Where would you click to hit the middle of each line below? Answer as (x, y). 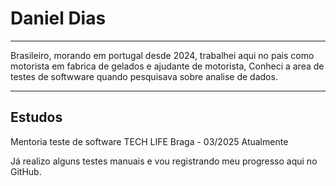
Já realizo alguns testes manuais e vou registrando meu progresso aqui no (164, 161)
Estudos (36, 117)
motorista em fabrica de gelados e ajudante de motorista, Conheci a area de (167, 66)
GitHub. (26, 171)
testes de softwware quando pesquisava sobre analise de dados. (144, 76)
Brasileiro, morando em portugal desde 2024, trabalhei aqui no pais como (162, 55)
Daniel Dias (58, 18)
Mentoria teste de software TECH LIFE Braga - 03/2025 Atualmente (149, 141)
